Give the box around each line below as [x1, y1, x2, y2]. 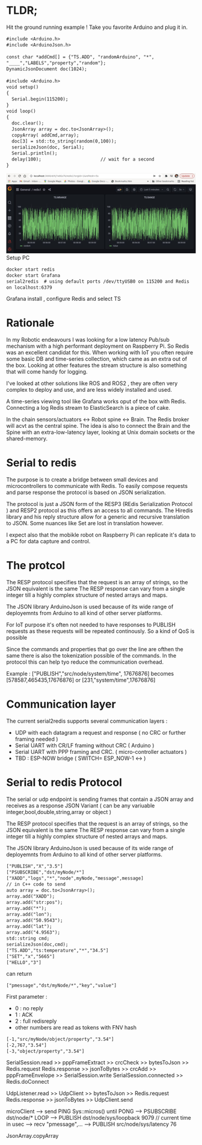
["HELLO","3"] [6, 959, 42, 966]
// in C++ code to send [6, 881, 66, 887]
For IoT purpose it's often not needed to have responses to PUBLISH [6, 621, 176, 628]
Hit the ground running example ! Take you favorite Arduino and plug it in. [6, 23, 188, 31]
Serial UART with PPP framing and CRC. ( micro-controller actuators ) [14, 748, 188, 755]
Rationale [6, 316, 55, 330]
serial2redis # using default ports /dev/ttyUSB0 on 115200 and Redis [6, 279, 189, 285]
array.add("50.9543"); [6, 917, 63, 924]
